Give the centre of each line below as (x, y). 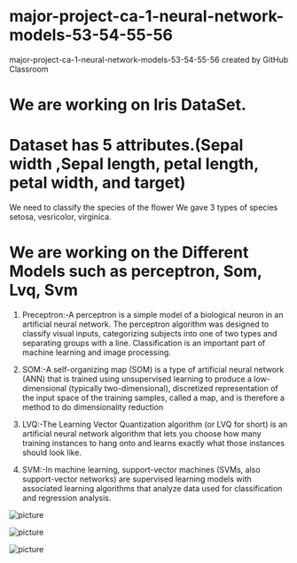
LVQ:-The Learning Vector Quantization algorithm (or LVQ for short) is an (155, 424)
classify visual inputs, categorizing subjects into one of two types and (149, 333)
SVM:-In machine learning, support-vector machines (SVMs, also (141, 470)
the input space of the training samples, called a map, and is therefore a (153, 397)
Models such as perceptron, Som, (136, 271)
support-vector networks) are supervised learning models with (137, 479)
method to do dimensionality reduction (93, 407)
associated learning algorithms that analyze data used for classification (152, 488)
